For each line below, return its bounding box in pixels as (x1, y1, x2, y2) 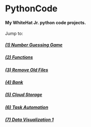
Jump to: (5, 31, 23, 37)
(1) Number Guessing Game (5, 42, 63, 47)
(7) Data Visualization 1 (5, 117, 54, 123)
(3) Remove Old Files (5, 67, 48, 73)
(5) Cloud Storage (5, 92, 43, 98)
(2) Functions (5, 54, 33, 60)
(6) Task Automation (5, 104, 48, 110)
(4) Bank (5, 80, 24, 85)
